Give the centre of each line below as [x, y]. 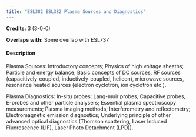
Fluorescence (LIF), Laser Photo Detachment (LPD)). [70, 128]
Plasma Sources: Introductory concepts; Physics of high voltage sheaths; [95, 66]
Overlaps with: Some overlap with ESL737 [58, 39]
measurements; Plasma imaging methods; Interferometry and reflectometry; [98, 109]
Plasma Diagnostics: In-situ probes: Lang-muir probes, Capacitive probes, [96, 96]
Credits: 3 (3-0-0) [29, 28]
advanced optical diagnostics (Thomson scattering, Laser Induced [87, 121]
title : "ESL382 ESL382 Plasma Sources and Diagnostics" [76, 11]
